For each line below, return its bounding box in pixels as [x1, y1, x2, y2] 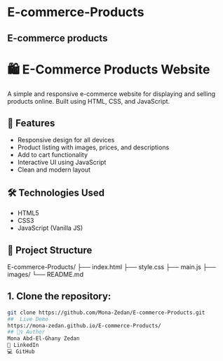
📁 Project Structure [7, 244, 93, 256]
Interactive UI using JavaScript [17, 158, 107, 167]
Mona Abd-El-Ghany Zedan [7, 335, 80, 342]
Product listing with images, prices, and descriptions [17, 143, 170, 151]
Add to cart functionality [17, 151, 88, 159]
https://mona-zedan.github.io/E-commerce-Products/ [7, 322, 161, 329]
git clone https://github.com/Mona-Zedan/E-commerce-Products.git [7, 309, 205, 316]
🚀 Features [7, 117, 55, 129]
